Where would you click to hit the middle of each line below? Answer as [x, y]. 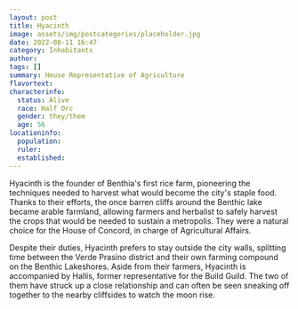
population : [40, 141]
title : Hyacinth [39, 26]
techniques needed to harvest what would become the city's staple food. [143, 193]
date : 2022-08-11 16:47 [53, 42]
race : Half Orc [45, 108]
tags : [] [25, 67]
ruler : [29, 149]
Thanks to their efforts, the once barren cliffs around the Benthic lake [136, 202]
